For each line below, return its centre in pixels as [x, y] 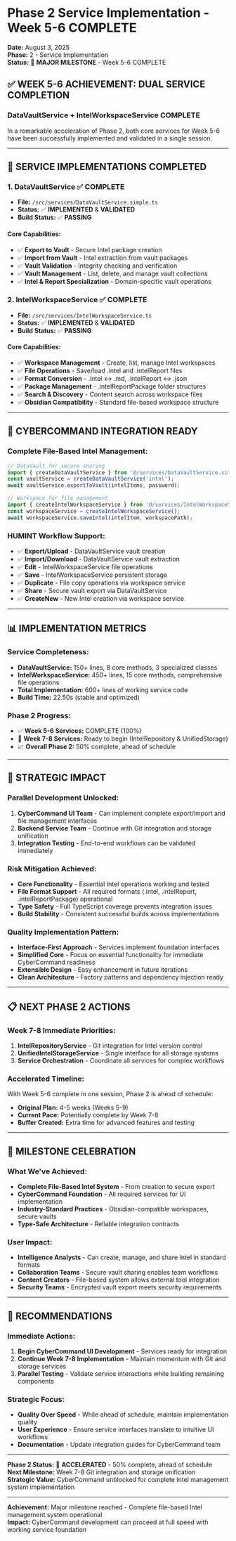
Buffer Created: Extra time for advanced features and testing [106, 1123]
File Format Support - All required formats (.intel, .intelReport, [107, 891]
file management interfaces [57, 821]
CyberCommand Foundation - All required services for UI [101, 1194]
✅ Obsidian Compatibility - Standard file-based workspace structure [118, 403]
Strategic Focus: [36, 1399]
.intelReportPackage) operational [65, 899]
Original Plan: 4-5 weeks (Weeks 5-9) [73, 1107]
